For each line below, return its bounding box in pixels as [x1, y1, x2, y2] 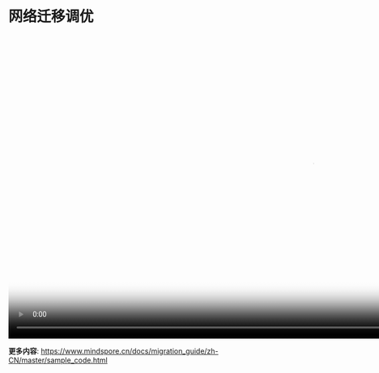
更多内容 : [8, 345, 40, 356]
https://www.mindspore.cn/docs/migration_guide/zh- [40, 345, 219, 356]
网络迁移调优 [8, 7, 95, 26]
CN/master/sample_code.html [8, 355, 108, 365]
